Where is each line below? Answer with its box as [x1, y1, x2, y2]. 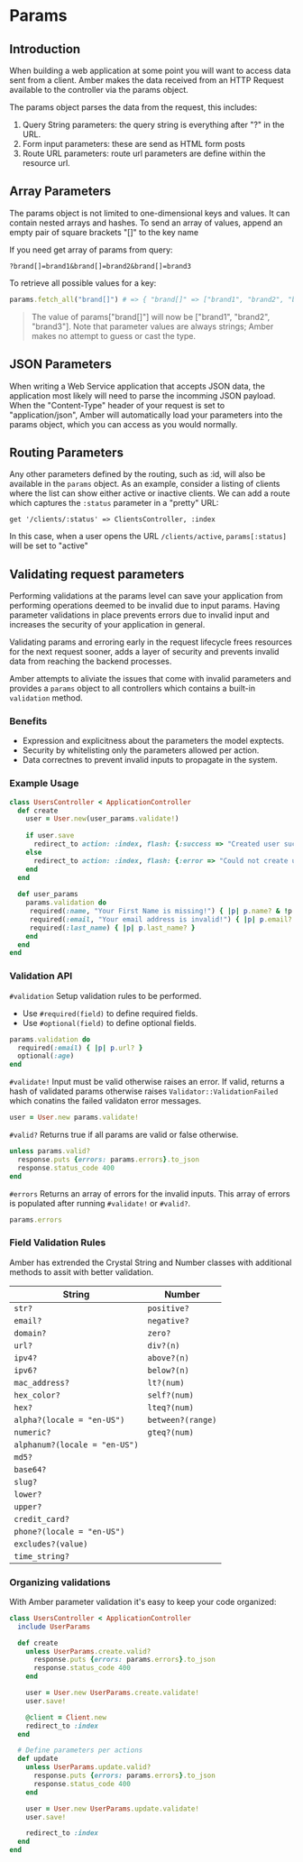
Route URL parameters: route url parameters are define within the [22, 148, 266, 159]
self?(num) [147, 1390, 194, 1400]
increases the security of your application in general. [9, 619, 206, 630]
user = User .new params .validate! [9, 1113, 140, 1123]
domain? [14, 1327, 47, 1338]
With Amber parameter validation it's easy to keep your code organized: [9, 1596, 277, 1607]
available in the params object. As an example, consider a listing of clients [9, 479, 281, 490]
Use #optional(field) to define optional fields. [22, 1017, 197, 1028]
